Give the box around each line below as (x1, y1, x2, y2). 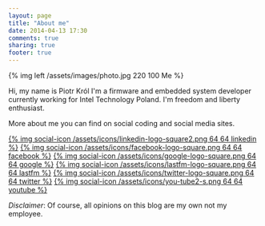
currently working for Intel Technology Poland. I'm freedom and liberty (8, 95, 241, 104)
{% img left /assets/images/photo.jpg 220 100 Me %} (8, 71, 184, 80)
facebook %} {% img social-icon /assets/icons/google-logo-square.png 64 (8, 151, 257, 161)
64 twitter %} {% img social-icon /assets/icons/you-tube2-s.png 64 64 (8, 176, 243, 186)
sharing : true (8, 42, 56, 50)
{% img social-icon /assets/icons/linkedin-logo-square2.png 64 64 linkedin (8, 134, 257, 144)
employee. (8, 209, 43, 218)
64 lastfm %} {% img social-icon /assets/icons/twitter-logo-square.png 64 (8, 169, 255, 177)
